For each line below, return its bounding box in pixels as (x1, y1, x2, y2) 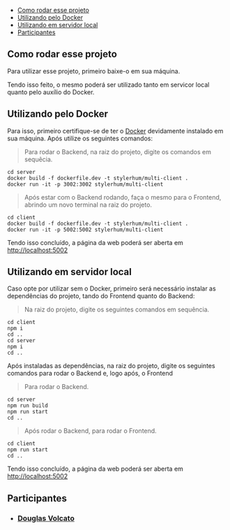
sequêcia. (24, 155, 53, 163)
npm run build (7, 402, 49, 409)
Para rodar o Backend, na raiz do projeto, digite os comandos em (24, 147, 211, 156)
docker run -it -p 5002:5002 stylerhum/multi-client (7, 226, 164, 233)
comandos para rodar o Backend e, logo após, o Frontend (7, 369, 173, 378)
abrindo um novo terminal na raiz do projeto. (24, 200, 152, 209)
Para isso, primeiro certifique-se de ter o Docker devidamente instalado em (7, 126, 224, 135)
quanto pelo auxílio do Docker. (7, 87, 95, 96)
